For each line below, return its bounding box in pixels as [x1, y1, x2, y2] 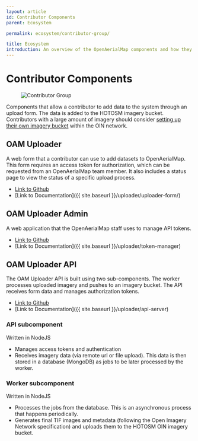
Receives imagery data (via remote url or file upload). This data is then [14, 351, 187, 359]
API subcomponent [6, 321, 63, 329]
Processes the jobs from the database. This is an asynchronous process [14, 404, 191, 411]
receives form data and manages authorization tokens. [6, 288, 139, 295]
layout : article [6, 8, 46, 15]
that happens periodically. [14, 410, 79, 417]
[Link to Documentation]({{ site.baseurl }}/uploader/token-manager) [14, 242, 181, 250]
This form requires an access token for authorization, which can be [6, 161, 170, 168]
